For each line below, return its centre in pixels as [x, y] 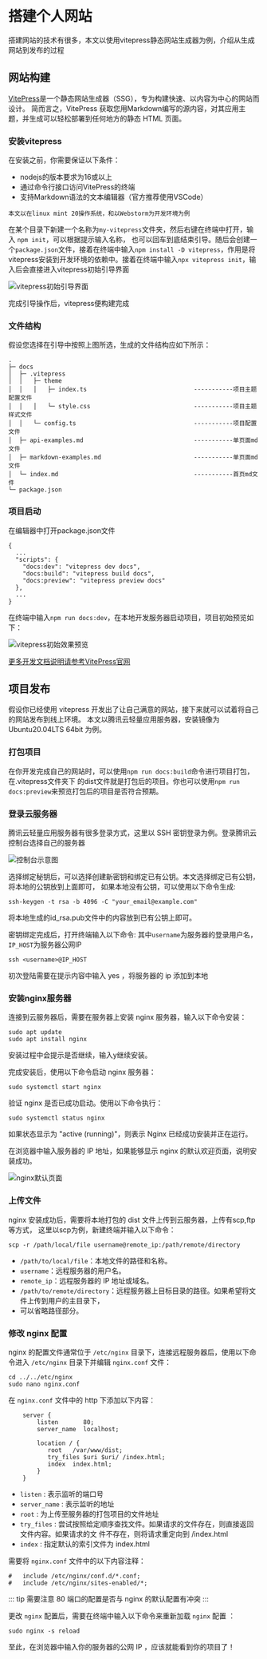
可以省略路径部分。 [51, 1311]
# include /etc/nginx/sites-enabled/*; [78, 1583]
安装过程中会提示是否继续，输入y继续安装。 [80, 1055]
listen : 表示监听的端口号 [61, 1494]
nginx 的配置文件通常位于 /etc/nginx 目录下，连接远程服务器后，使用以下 [129, 1352]
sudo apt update [35, 1032]
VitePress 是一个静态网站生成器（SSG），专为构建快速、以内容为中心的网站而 [134, 98]
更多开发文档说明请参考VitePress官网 [69, 661]
